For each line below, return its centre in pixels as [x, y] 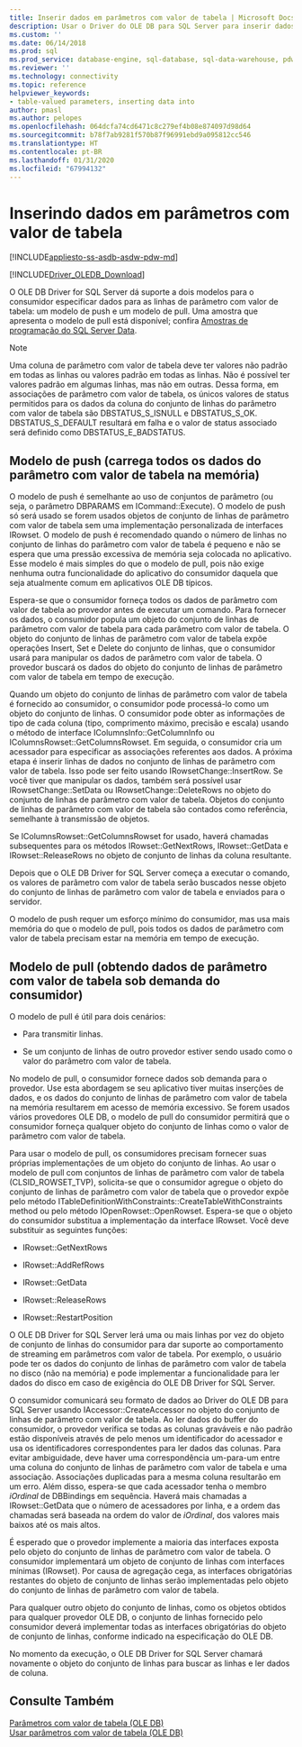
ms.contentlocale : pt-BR [56, 151]
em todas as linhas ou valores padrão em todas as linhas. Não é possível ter [150, 375]
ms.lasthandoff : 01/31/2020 [62, 160]
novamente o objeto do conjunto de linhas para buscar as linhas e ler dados [150, 1663]
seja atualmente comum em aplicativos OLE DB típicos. [111, 583]
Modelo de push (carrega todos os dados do [136, 461]
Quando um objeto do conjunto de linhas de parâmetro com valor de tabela [148, 694]
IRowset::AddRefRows [63, 1265]
